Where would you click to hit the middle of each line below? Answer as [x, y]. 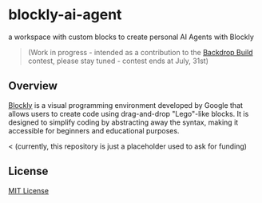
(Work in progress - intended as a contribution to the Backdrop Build [140, 52]
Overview [33, 86]
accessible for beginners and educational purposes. [94, 130]
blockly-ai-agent [65, 15]
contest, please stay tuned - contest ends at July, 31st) [118, 61]
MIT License [29, 190]
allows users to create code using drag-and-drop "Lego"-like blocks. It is [129, 113]
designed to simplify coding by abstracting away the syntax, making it [123, 122]
